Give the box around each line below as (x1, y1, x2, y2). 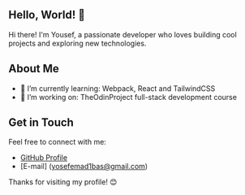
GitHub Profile (19, 153, 67, 162)
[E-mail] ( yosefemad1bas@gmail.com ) (19, 162, 148, 171)
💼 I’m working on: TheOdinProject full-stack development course (19, 92, 238, 102)
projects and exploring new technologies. (8, 38, 147, 48)
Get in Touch (8, 115, 75, 130)
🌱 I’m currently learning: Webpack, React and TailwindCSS (19, 83, 216, 93)
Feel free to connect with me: (8, 137, 107, 147)
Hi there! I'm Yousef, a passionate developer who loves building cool (8, 29, 237, 39)
